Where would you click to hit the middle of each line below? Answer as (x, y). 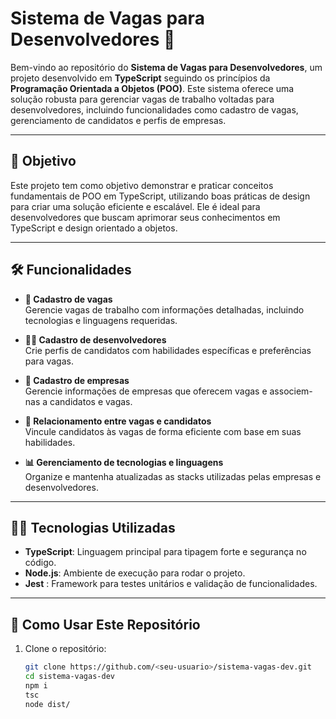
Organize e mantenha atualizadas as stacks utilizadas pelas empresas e (173, 476)
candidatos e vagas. (91, 401)
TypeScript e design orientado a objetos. (94, 228)
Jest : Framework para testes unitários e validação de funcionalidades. (171, 584)
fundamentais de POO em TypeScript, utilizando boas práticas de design (160, 196)
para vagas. (49, 361)
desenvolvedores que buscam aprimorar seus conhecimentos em (145, 217)
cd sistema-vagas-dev (69, 677)
